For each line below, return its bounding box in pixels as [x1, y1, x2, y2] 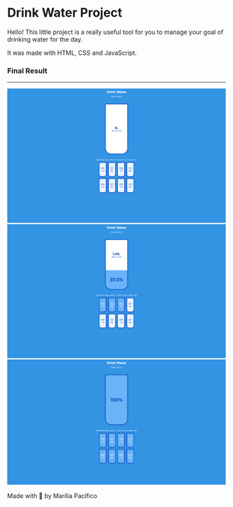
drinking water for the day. [7, 35, 83, 43]
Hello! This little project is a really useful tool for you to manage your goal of [7, 28, 224, 36]
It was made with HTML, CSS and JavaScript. [7, 49, 137, 57]
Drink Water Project [7, 5, 123, 21]
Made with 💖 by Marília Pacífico [7, 492, 98, 500]
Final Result [7, 66, 48, 76]
